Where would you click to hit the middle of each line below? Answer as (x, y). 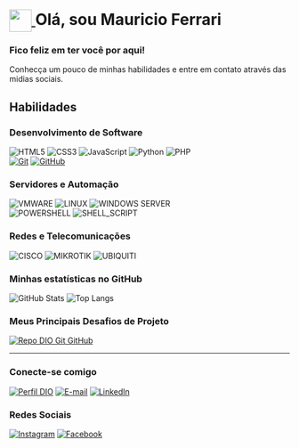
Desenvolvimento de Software (76, 132)
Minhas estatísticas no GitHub (76, 279)
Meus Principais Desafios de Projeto (89, 321)
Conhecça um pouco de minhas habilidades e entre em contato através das (148, 69)
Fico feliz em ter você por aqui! (77, 51)
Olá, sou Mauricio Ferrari (129, 19)
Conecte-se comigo (53, 372)
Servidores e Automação (64, 184)
